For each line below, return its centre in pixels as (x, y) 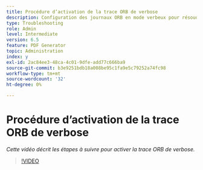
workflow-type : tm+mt (34, 74)
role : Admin (21, 29)
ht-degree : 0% (24, 85)
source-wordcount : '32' (36, 79)
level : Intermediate (32, 34)
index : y (17, 57)
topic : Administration (35, 51)
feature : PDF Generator (36, 46)
